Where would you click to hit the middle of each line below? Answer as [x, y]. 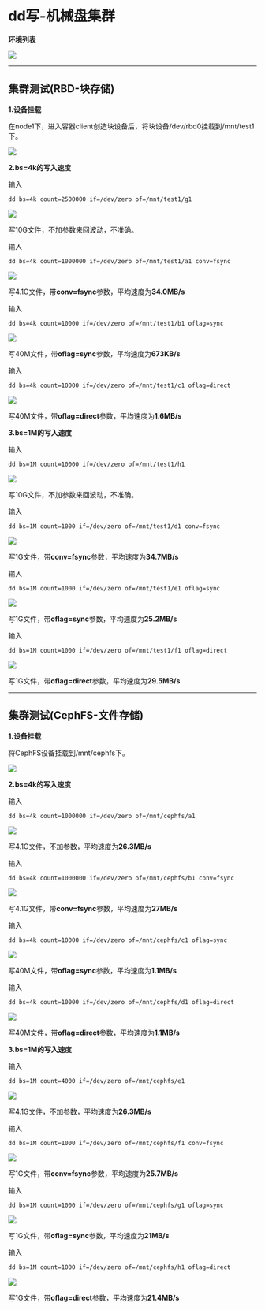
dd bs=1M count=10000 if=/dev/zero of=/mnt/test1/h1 [97, 464]
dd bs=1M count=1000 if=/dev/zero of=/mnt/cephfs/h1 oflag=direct [119, 1267]
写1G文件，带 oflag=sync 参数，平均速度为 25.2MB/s [93, 619]
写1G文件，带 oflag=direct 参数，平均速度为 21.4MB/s [94, 1297]
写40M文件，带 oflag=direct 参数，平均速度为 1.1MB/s [94, 1033]
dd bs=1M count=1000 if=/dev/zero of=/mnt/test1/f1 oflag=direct [118, 650]
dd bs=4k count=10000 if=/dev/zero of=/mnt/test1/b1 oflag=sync [116, 323]
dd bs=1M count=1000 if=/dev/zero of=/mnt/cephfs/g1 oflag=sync [116, 1205]
